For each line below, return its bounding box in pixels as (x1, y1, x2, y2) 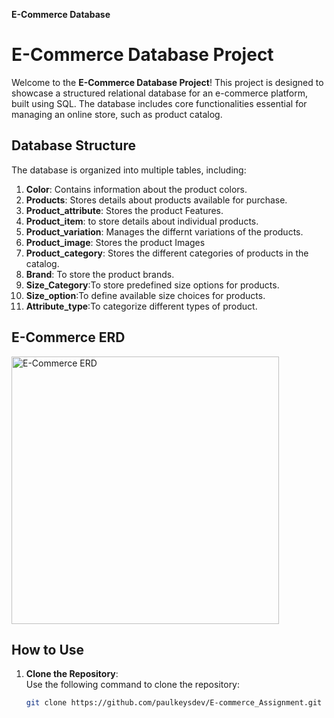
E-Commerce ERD (11, 329, 126, 346)
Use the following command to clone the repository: (25, 679, 241, 691)
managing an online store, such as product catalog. (11, 108, 223, 120)
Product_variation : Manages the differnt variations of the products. (25, 225, 304, 238)
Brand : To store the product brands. (25, 268, 175, 280)
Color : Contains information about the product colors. (25, 183, 248, 195)
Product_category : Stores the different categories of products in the (25, 247, 309, 259)
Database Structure (11, 137, 136, 154)
